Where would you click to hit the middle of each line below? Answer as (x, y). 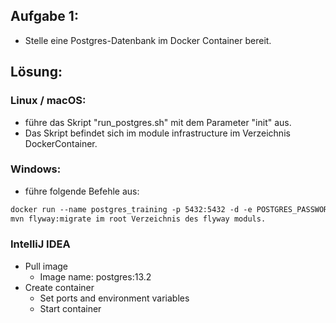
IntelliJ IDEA (40, 244)
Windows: (36, 169)
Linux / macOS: (48, 101)
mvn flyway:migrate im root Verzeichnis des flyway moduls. (138, 219)
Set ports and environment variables (114, 298)
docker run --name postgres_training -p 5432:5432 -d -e (131, 209)
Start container (70, 308)
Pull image (46, 266)
